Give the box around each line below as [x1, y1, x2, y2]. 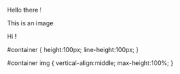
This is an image [7, 19, 54, 27]
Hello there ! [7, 6, 42, 14]
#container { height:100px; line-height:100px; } [7, 46, 139, 53]
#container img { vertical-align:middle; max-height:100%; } [7, 59, 174, 67]
